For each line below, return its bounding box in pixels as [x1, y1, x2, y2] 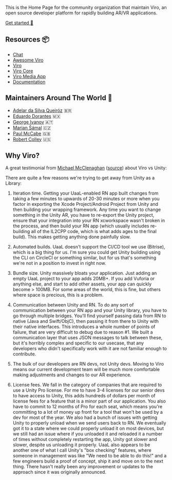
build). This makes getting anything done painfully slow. [12, 234, 131, 240]
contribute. [12, 351, 36, 357]
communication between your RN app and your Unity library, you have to [12, 308, 167, 314]
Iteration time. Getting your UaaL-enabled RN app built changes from [12, 190, 159, 197]
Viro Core [12, 68, 33, 74]
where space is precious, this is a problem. [12, 292, 104, 298]
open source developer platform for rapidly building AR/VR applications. [5, 10, 158, 16]
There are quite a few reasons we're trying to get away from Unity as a [5, 175, 155, 181]
